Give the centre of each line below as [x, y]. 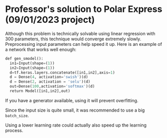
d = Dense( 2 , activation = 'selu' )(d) [50, 82]
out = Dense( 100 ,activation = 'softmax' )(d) [52, 86]
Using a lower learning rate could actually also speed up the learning [76, 125]
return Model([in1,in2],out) [40, 91]
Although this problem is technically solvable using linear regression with [80, 33]
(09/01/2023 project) [50, 20]
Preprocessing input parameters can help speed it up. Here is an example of [84, 44]
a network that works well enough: [41, 49]
